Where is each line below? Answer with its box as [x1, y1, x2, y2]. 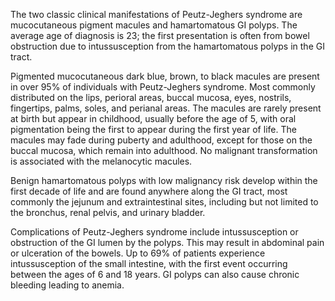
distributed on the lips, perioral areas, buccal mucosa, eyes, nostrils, [10, 92, 292, 103]
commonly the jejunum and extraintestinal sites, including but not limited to [10, 196, 319, 208]
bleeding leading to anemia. [10, 279, 125, 291]
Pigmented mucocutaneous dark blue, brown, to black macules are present [10, 70, 320, 82]
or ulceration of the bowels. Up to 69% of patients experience [10, 247, 266, 259]
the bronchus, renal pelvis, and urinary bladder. [10, 207, 206, 218]
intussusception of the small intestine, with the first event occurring [10, 258, 288, 269]
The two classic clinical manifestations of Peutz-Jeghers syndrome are [10, 9, 303, 20]
